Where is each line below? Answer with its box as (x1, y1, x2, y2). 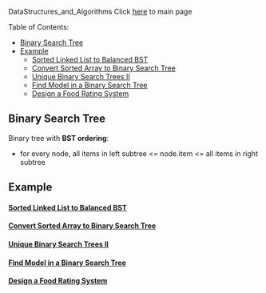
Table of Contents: (8, 22, 69, 31)
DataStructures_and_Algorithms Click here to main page (8, 7, 193, 16)
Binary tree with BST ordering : (8, 133, 109, 142)
